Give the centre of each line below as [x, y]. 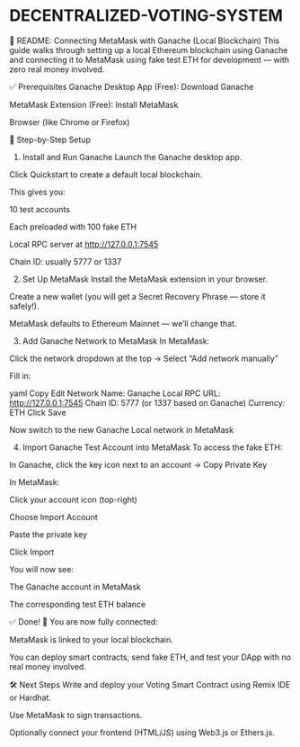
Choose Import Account [53, 517]
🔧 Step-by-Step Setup [50, 139]
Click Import [32, 552]
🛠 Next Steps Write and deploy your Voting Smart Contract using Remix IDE [150, 684]
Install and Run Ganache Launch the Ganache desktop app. [132, 157]
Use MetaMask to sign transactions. [76, 715]
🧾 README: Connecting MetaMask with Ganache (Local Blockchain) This [145, 40]
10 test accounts [40, 209]
